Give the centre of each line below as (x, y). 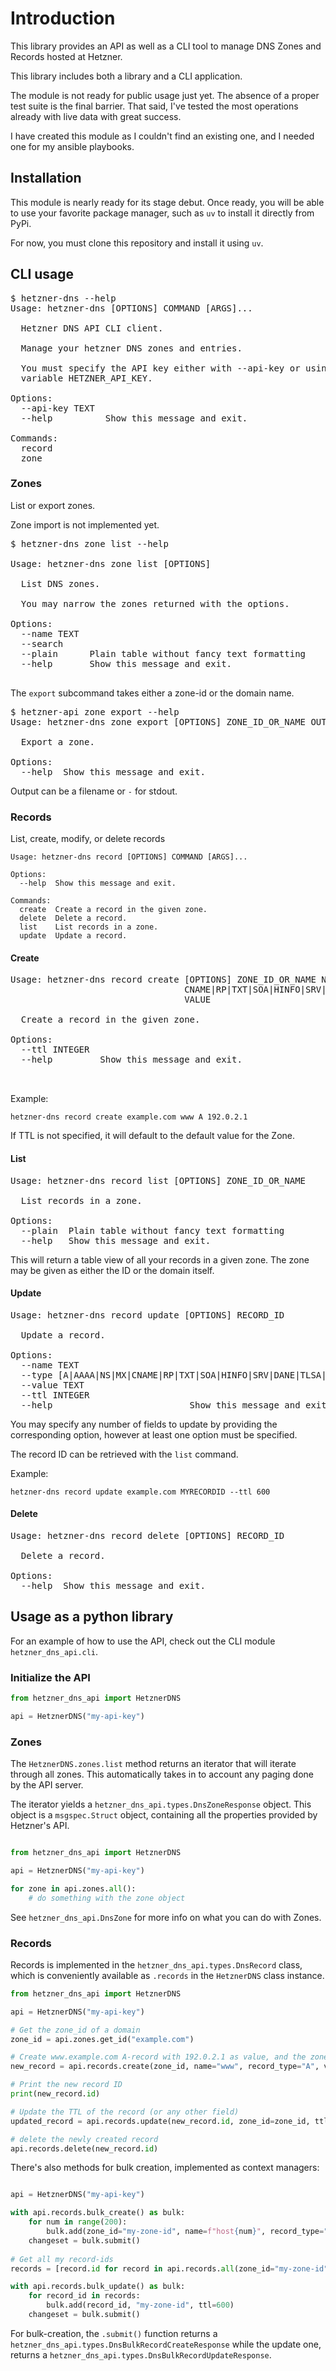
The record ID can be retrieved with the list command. (124, 1454)
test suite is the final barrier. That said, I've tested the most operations (154, 106)
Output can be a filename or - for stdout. (94, 791)
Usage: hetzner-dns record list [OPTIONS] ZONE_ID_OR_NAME (158, 1180)
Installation (46, 178)
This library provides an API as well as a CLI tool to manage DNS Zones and (166, 46)
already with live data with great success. (96, 116)
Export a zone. (57, 741)
